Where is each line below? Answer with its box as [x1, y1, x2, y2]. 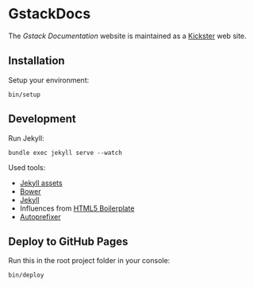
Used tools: [8, 162, 46, 172]
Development [8, 112, 77, 126]
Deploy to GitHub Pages [8, 235, 129, 248]
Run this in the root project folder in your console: [8, 256, 171, 266]
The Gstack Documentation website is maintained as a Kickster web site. [8, 31, 247, 41]
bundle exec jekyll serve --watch [8, 149, 123, 157]
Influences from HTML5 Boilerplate [19, 204, 135, 213]
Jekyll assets [19, 178, 63, 188]
